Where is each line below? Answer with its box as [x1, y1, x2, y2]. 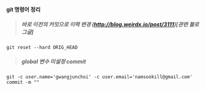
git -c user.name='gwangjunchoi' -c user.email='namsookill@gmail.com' [6, 73, 193, 80]
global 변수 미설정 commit [21, 58, 87, 66]
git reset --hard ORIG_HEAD [6, 44, 78, 50]
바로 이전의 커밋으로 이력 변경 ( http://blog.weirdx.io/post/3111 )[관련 [21, 21, 188, 28]
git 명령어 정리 [6, 6, 41, 13]
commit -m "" [6, 79, 40, 85]
